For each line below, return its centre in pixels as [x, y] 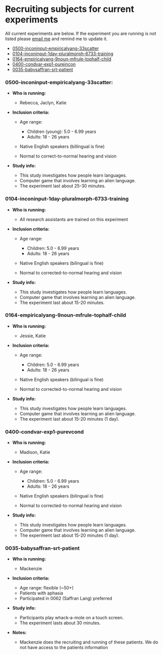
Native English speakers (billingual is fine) [62, 146]
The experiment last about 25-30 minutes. [62, 186]
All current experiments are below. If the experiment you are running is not [81, 33]
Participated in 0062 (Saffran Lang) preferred [66, 598]
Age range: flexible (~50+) [47, 588]
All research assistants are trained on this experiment [74, 219]
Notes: [19, 633]
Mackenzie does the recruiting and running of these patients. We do [89, 642]
